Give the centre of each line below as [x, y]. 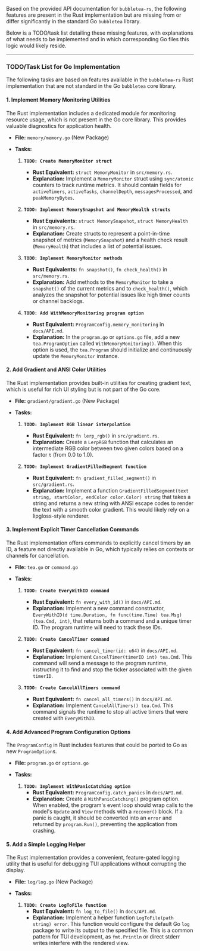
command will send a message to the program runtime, [100, 663]
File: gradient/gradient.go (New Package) [67, 400]
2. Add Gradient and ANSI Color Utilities [56, 369]
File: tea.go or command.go [46, 567]
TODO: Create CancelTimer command [66, 639]
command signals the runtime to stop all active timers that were [110, 711]
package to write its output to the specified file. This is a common [113, 930]
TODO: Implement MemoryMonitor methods [73, 258]
